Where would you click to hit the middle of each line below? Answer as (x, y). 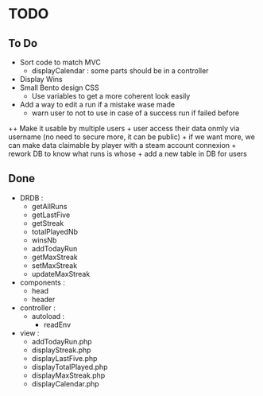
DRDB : (31, 198)
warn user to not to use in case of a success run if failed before (135, 113)
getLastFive (51, 215)
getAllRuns (49, 206)
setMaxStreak (54, 265)
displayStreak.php (61, 350)
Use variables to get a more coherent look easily (111, 96)
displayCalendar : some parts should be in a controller (120, 71)
